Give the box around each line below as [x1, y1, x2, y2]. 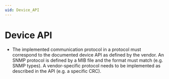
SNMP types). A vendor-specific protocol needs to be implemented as [12, 62, 161, 69]
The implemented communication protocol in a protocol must [12, 46, 141, 52]
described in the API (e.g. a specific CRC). [12, 68, 101, 74]
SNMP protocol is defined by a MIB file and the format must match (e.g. [12, 57, 163, 63]
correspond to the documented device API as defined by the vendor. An [12, 51, 164, 58]
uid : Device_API [5, 7, 39, 13]
